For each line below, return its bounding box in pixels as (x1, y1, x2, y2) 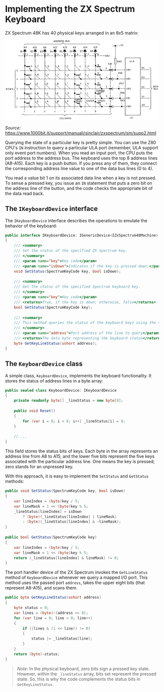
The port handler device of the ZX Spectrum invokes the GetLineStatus (5, 569, 148, 575)
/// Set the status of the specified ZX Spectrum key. (14, 248, 128, 253)
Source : (5, 125, 21, 130)
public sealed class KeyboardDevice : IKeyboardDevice (5, 388, 117, 393)
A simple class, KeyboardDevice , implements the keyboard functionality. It (5, 373, 152, 378)
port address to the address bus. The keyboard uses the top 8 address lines (5, 155, 158, 161)
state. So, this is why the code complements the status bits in (17, 676, 141, 682)
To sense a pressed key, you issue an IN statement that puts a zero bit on (5, 180, 152, 186)
